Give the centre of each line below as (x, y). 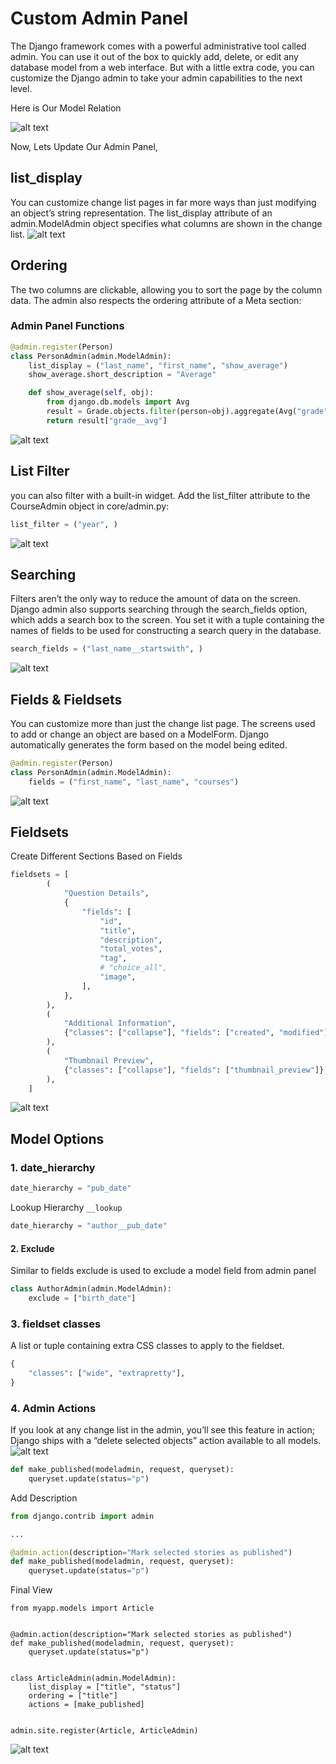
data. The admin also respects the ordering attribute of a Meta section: (156, 300)
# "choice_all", (133, 968)
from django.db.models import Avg (118, 402)
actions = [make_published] (86, 1705)
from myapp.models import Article (82, 1608)
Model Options (57, 1138)
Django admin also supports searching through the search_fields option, (159, 609)
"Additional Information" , (120, 1023)
